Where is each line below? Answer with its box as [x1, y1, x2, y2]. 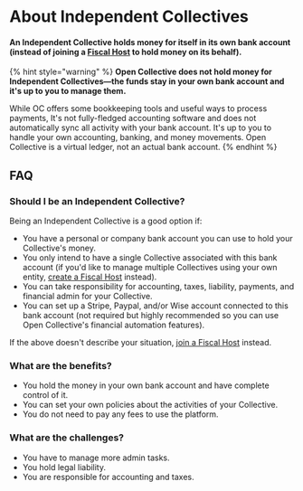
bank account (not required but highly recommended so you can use [22, 310, 279, 321]
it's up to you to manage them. [9, 86, 127, 97]
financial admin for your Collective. [22, 291, 153, 302]
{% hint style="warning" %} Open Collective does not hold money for [9, 66, 273, 78]
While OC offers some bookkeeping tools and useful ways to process [9, 103, 268, 114]
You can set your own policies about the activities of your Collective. [22, 400, 279, 411]
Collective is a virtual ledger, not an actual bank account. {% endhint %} [9, 142, 278, 153]
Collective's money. [22, 242, 97, 254]
